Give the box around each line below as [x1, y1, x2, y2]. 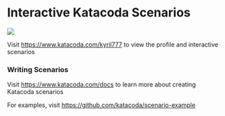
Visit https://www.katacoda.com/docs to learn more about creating [7, 80, 196, 89]
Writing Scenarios [7, 65, 69, 74]
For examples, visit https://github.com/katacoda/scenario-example [7, 101, 196, 109]
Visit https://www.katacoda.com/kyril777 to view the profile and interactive [7, 40, 219, 49]
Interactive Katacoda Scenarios [7, 5, 191, 21]
